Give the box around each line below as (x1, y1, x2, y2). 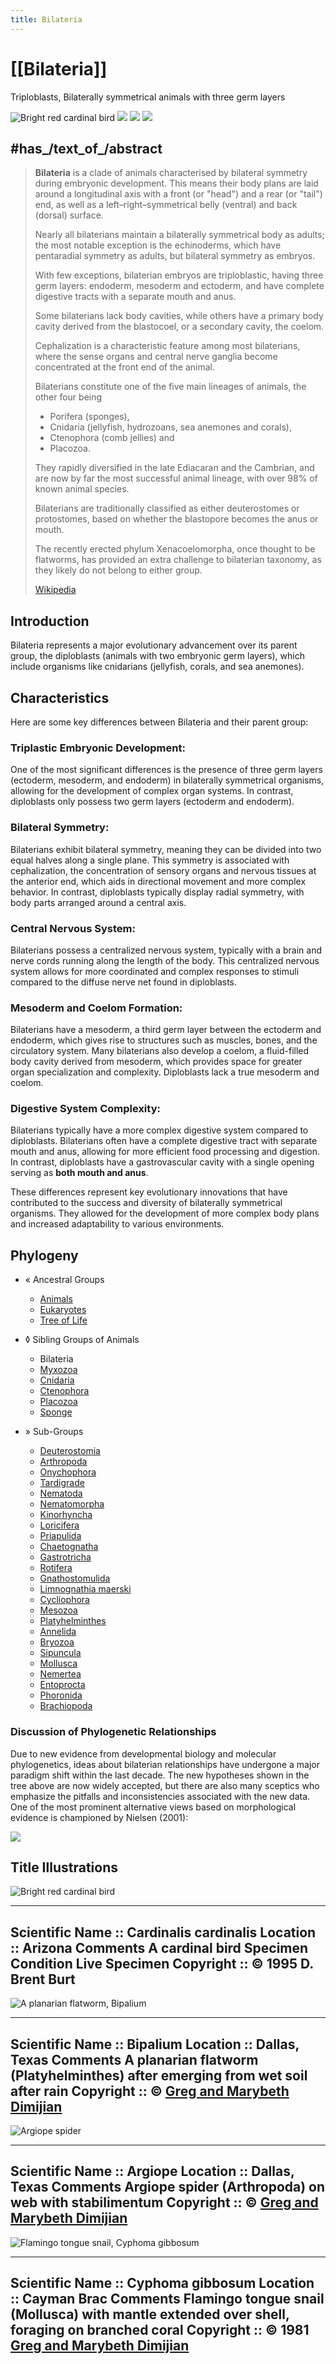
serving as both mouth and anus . (10, 1167, 149, 1179)
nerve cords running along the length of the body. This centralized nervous (10, 954, 320, 966)
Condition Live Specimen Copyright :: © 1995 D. (10, 1955, 314, 1972)
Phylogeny (10, 1247, 79, 1264)
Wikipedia (34, 584, 77, 596)
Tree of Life (39, 1314, 88, 1326)
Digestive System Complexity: (10, 1102, 161, 1116)
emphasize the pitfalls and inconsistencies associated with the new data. (10, 1790, 311, 1802)
